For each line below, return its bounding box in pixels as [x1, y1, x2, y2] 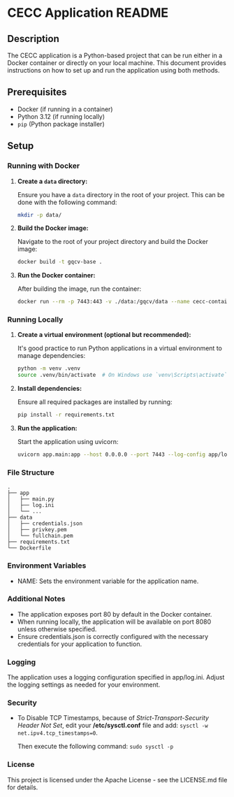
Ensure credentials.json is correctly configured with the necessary [17, 632, 209, 640]
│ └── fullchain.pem [7, 533, 73, 540]
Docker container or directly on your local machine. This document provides [7, 59, 227, 67]
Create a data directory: [17, 177, 88, 185]
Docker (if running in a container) [17, 105, 113, 113]
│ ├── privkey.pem [7, 526, 68, 533]
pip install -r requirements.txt [17, 411, 115, 419]
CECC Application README [7, 5, 169, 21]
